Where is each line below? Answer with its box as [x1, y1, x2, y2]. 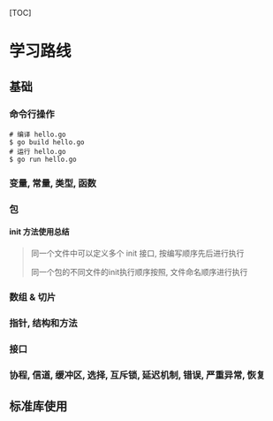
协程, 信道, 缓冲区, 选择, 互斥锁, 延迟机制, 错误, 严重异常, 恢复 [9, 369, 266, 381]
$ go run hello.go [9, 155, 77, 164]
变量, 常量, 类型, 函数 [9, 177, 97, 189]
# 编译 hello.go [9, 130, 66, 139]
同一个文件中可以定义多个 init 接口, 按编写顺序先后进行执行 [30, 248, 245, 258]
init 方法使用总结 [9, 226, 70, 237]
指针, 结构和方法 [9, 317, 78, 329]
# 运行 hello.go [9, 147, 66, 156]
